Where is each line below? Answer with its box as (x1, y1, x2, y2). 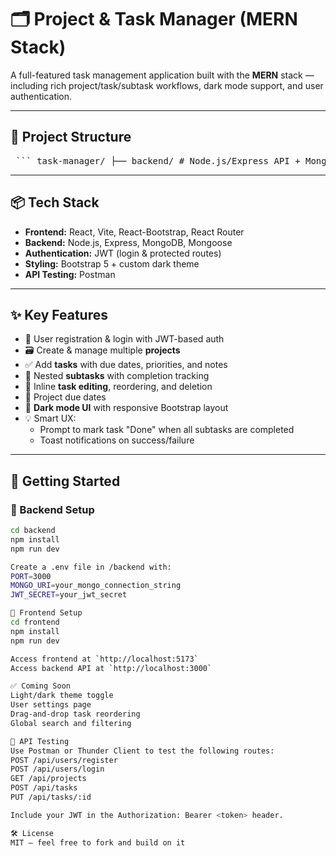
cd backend (10, 526, 56, 536)
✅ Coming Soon (10, 681, 71, 691)
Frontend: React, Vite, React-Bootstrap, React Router (24, 226, 245, 238)
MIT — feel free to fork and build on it (10, 837, 186, 848)
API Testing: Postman (24, 268, 116, 280)
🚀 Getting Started (10, 472, 121, 490)
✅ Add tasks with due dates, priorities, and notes (24, 359, 228, 371)
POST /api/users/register (10, 755, 118, 765)
